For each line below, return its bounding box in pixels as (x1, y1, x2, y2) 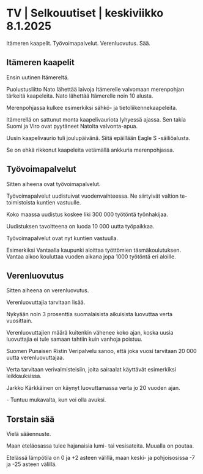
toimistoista (6, 198, 35, 206)
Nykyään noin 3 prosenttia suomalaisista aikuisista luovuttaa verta (6, 311, 173, 318)
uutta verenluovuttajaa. (6, 354, 64, 362)
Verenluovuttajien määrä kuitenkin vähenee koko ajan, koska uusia (6, 329, 174, 336)
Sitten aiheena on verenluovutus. (6, 287, 89, 294)
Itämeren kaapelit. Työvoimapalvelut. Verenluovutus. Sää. (6, 39, 151, 47)
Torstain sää (6, 414, 55, 424)
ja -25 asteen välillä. (6, 460, 57, 468)
